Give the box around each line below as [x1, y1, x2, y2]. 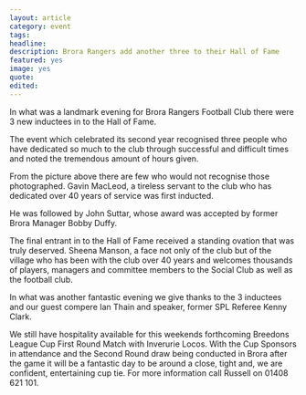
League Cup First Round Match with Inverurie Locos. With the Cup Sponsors [9, 338, 297, 349]
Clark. [9, 311, 32, 322]
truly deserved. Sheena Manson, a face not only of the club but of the [9, 244, 272, 255]
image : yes [9, 65, 51, 74]
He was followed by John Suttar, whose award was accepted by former [9, 207, 279, 219]
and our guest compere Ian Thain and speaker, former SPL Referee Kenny [9, 301, 288, 312]
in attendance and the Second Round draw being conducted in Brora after [9, 348, 288, 359]
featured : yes [9, 56, 64, 65]
